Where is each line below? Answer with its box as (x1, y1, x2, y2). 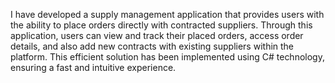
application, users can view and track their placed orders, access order (10, 30, 304, 41)
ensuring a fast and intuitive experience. (10, 62, 177, 73)
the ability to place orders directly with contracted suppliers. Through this (10, 19, 313, 31)
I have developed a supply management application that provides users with (10, 9, 325, 20)
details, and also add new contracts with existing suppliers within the (10, 40, 295, 52)
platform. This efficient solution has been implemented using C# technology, (10, 51, 325, 63)
